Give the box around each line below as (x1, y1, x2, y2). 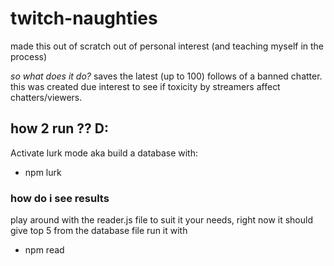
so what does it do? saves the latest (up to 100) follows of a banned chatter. (10, 70, 323, 82)
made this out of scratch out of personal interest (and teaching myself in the (10, 40, 325, 52)
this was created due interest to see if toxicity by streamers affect (10, 80, 281, 92)
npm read (24, 244, 65, 256)
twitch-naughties (10, 7, 158, 30)
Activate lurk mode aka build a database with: (10, 147, 198, 159)
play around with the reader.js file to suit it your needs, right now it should (10, 214, 313, 226)
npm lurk (24, 166, 62, 178)
